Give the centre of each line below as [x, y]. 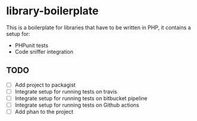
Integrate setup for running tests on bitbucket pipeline [81, 98]
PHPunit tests [32, 45]
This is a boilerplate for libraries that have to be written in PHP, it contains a [98, 27]
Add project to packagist [45, 85]
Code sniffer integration [44, 51]
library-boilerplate [53, 11]
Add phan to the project [44, 112]
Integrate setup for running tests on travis [66, 91]
